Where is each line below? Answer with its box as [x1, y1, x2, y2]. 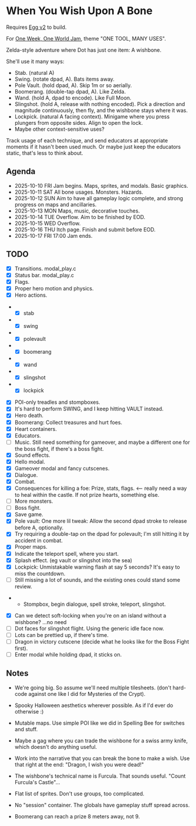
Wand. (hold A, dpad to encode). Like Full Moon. [14, 94, 132, 101]
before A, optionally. [14, 524, 64, 531]
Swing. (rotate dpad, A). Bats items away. [14, 75, 115, 82]
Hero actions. [14, 291, 48, 298]
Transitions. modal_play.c [14, 265, 76, 272]
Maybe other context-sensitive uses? [14, 125, 104, 132]
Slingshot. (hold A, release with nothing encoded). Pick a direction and [14, 100, 185, 107]
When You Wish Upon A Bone [6, 4, 153, 18]
